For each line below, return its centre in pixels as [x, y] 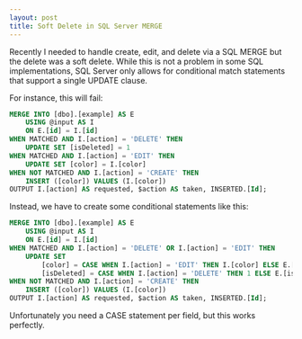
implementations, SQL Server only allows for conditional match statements [147, 71]
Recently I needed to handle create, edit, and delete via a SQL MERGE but [146, 51]
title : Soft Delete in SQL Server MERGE [86, 26]
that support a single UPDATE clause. [79, 80]
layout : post [34, 18]
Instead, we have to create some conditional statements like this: [129, 207]
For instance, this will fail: [56, 98]
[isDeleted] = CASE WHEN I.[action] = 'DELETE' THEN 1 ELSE [156, 273]
